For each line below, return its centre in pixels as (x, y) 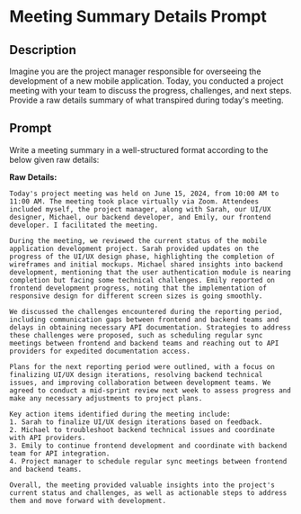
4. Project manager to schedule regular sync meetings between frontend (148, 461)
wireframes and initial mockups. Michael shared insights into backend (146, 264)
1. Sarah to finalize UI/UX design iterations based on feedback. (136, 422)
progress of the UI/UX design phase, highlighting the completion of (142, 257)
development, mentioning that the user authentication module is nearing (150, 272)
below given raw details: (54, 159)
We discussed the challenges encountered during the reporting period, (146, 311)
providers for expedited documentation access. (100, 351)
